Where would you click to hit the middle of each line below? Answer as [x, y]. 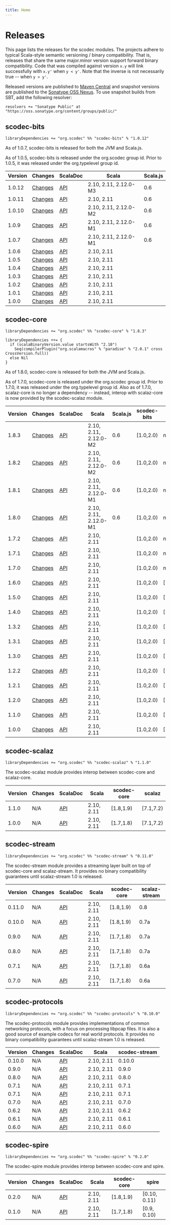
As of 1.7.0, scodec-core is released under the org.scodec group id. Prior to [84, 382]
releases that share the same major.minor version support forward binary [82, 60]
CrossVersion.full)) [27, 354]
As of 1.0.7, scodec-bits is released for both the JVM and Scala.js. [74, 148]
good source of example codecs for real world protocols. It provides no [80, 1034]
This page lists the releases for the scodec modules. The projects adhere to [84, 50]
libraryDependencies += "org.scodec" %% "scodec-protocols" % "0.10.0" [83, 1014]
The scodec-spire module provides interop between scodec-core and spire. [85, 1166]
